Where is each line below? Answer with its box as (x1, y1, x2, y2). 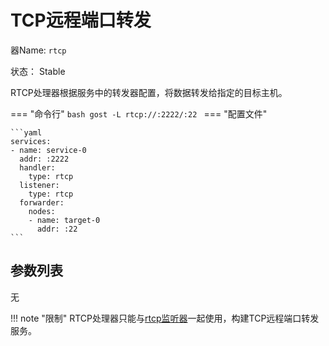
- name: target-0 (28, 215, 101, 225)
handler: (19, 162, 56, 173)
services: (10, 136, 52, 146)
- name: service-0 (10, 145, 87, 155)
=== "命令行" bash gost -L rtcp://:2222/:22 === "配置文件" (10, 107, 268, 120)
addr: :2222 (19, 154, 70, 164)
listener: (19, 180, 60, 190)
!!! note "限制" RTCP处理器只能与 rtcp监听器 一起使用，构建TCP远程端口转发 (10, 312, 320, 324)
